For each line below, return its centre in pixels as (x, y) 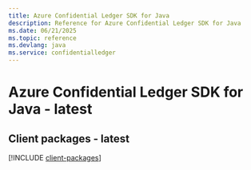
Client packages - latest (69, 138)
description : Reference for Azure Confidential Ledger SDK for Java (125, 23)
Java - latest (50, 109)
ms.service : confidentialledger (62, 53)
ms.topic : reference (43, 38)
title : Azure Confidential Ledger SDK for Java (89, 16)
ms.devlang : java (37, 45)
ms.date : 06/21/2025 (43, 30)
